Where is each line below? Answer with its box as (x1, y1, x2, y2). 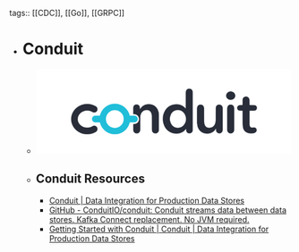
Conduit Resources (35, 172, 146, 187)
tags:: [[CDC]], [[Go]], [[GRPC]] (9, 8, 125, 18)
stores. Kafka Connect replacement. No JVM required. (48, 214, 250, 224)
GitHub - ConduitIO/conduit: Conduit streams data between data (48, 205, 286, 215)
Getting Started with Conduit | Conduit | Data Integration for (48, 223, 269, 234)
